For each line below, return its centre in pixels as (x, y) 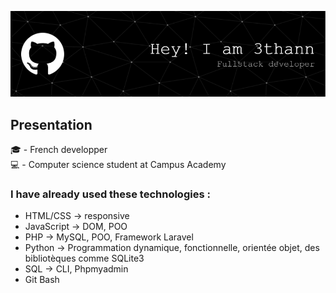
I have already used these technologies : (110, 194)
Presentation (51, 124)
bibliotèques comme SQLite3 (84, 258)
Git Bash (42, 280)
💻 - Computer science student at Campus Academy (118, 165)
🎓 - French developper (59, 150)
